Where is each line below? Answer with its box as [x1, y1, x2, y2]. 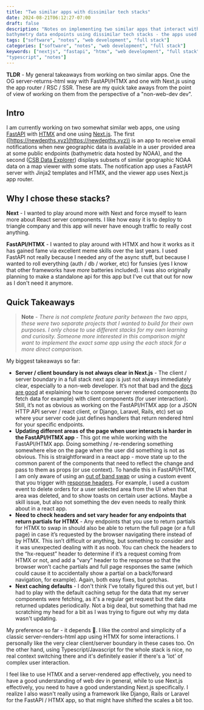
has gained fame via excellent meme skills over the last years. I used [6, 247, 178, 254]
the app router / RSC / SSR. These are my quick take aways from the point [6, 83, 192, 91]
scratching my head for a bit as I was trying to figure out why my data [15, 608, 189, 616]
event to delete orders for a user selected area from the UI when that [15, 486, 188, 493]
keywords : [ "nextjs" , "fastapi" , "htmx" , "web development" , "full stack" [6, 49, 200, 55]
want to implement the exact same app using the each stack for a [21, 339, 186, 347]
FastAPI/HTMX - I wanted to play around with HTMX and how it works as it [6, 241, 195, 248]
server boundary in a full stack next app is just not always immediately [15, 375, 191, 383]
